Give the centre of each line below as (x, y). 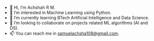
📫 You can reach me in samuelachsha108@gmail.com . (64, 33)
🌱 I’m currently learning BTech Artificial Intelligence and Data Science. (79, 18)
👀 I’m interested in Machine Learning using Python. (60, 13)
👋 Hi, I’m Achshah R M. (32, 7)
